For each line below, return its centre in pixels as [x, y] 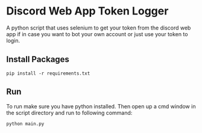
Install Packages [38, 59]
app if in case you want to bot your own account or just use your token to [97, 34]
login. [13, 40]
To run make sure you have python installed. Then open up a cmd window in [101, 106]
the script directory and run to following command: [69, 113]
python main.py [25, 124]
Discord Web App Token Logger [87, 11]
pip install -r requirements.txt [48, 73]
